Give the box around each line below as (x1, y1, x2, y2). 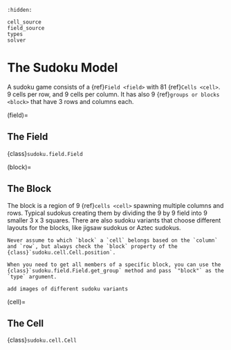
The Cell (7, 317, 44, 329)
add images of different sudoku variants (7, 285, 129, 292)
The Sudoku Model (7, 60, 118, 76)
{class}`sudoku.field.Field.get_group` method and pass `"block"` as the (7, 267, 225, 274)
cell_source (7, 19, 41, 26)
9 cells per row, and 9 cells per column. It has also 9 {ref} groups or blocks (7, 90, 220, 98)
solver (7, 37, 26, 44)
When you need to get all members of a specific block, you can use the (7, 261, 221, 268)
